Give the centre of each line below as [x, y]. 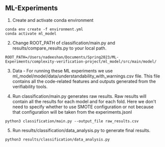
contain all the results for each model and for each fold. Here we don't [84, 101]
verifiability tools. [30, 86]
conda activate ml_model [31, 34]
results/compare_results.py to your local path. [59, 48]
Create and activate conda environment [53, 20]
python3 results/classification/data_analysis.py [58, 139]
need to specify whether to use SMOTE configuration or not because [83, 107]
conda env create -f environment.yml [44, 29]
